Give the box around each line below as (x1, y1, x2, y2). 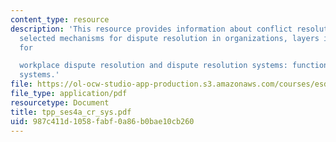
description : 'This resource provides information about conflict (10, 24, 293, 34)
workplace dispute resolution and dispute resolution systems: (19, 61, 288, 71)
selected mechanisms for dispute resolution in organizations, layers (19, 33, 320, 43)
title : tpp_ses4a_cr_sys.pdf (10, 107, 132, 117)
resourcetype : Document (10, 97, 110, 108)
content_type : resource (10, 14, 110, 25)
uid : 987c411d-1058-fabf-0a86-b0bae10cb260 (10, 116, 195, 126)
